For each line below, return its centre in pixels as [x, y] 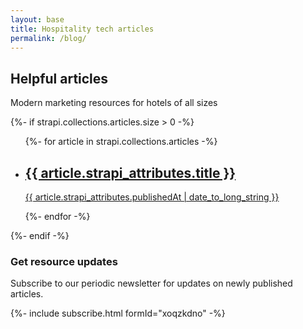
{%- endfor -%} [57, 216]
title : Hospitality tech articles [82, 29]
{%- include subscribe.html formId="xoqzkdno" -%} [118, 313]
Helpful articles [59, 78]
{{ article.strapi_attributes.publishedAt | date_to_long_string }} [152, 197]
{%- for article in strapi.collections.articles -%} [121, 142]
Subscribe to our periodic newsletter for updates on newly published [151, 283]
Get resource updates [64, 261]
